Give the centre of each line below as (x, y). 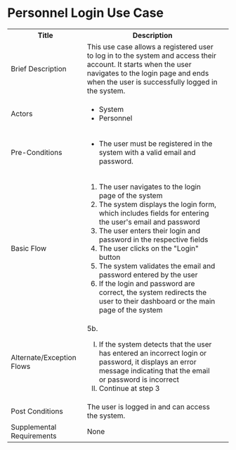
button (110, 257)
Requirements (34, 436)
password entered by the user (148, 275)
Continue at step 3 (129, 388)
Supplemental (34, 427)
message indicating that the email (154, 370)
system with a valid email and (147, 152)
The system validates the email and (157, 265)
